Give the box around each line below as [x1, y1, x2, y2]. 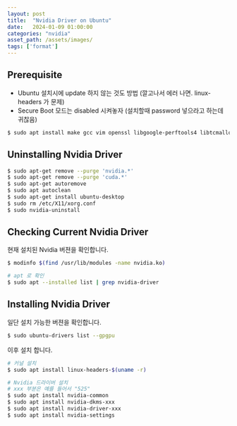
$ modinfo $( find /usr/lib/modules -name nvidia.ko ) [7, 260, 166, 267]
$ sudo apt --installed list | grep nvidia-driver [7, 279, 159, 286]
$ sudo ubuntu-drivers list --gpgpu [7, 332, 115, 339]
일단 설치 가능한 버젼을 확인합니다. [7, 318, 102, 326]
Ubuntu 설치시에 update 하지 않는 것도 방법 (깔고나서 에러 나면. [17, 89, 193, 97]
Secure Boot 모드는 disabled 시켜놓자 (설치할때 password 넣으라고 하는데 [17, 106, 224, 115]
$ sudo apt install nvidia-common [7, 392, 109, 399]
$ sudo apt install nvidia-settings [7, 411, 115, 419]
